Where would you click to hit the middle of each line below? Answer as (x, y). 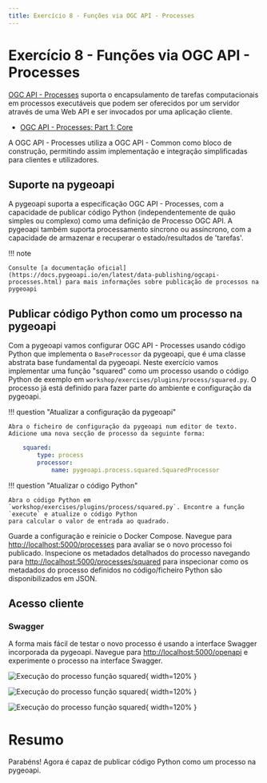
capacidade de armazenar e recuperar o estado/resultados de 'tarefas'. (126, 238)
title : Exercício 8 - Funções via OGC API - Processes (102, 16)
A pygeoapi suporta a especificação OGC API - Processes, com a (116, 204)
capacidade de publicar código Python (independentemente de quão (122, 212)
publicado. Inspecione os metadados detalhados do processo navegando (129, 552)
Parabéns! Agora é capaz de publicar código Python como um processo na (132, 762)
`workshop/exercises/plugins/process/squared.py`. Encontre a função (127, 507)
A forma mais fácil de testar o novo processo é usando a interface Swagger (133, 644)
